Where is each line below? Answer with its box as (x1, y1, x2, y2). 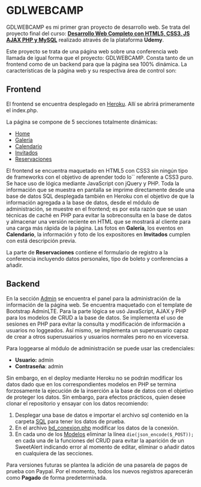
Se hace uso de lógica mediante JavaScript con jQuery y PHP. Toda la (6, 179, 179, 187)
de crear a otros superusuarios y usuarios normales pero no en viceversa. (6, 333, 189, 340)
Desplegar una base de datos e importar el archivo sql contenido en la (14, 411, 189, 419)
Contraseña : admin (14, 362, 64, 369)
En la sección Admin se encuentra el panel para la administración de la (6, 294, 181, 302)
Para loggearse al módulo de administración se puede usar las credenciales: (6, 344, 195, 351)
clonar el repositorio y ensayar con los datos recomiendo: (6, 399, 149, 407)
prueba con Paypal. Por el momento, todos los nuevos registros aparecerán (6, 467, 193, 474)
